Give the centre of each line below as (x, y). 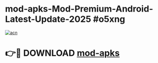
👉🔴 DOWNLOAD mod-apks (63, 53)
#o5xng (109, 19)
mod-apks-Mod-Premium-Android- (79, 9)
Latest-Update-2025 (48, 19)
